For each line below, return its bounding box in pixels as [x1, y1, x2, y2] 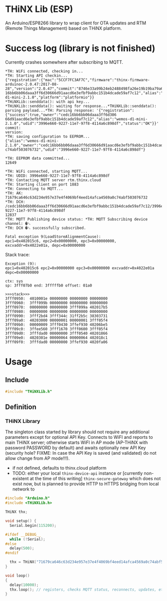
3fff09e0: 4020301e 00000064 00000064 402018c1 [5, 335, 108, 340]
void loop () [5, 573, 30, 578]
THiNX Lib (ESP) [5, 3, 74, 15]
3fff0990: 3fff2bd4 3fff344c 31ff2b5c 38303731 [5, 313, 108, 318]
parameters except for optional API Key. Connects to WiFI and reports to [5, 434, 153, 440]
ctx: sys [5, 279, 23, 284]
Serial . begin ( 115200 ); [9, 523, 57, 528]
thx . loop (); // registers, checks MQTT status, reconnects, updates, [9, 587, 157, 592]
